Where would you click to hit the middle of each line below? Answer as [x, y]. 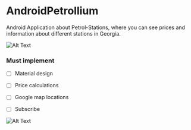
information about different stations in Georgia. [63, 33]
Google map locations [42, 97]
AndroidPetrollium [52, 11]
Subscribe [27, 109]
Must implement [30, 61]
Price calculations [37, 85]
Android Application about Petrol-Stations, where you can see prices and [96, 27]
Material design [34, 74]
